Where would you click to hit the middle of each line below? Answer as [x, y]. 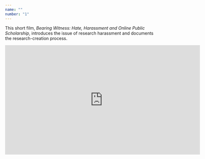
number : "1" [17, 14]
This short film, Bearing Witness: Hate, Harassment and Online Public [75, 28]
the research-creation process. [36, 38]
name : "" [14, 9]
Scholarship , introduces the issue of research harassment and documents [79, 33]
